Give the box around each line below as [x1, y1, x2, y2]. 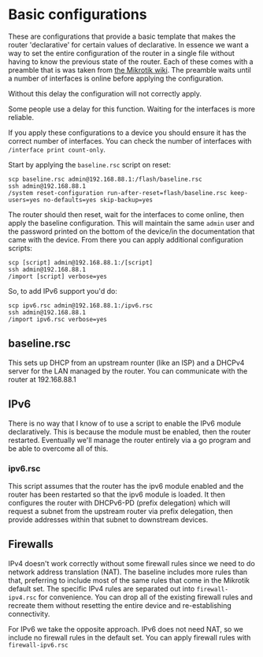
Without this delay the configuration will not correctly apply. [8, 88, 202, 98]
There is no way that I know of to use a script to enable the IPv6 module [8, 419, 242, 428]
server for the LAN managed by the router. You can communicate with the [8, 366, 248, 376]
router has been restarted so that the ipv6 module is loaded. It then [8, 490, 226, 499]
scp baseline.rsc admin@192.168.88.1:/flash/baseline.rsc [8, 175, 202, 183]
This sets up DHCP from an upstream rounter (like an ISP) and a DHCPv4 [8, 358, 245, 367]
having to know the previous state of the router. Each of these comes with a [8, 57, 254, 66]
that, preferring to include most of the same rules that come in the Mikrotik [8, 575, 250, 585]
